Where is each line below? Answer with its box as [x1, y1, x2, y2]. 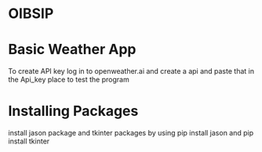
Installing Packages [8, 103, 139, 120]
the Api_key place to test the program [8, 75, 129, 85]
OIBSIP [8, 5, 54, 23]
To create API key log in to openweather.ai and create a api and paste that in [8, 67, 255, 76]
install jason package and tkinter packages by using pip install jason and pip [8, 128, 254, 138]
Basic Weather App [8, 41, 136, 59]
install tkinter [8, 136, 50, 146]
